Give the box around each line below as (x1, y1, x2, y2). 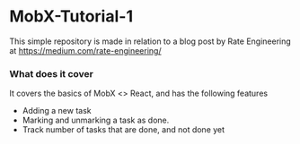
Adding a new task (22, 106, 92, 116)
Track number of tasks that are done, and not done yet (22, 124, 225, 135)
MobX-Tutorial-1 (9, 6, 133, 27)
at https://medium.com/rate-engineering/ (9, 45, 162, 55)
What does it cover (9, 67, 94, 80)
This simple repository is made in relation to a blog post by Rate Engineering (9, 36, 292, 47)
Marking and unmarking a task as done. (22, 114, 170, 126)
